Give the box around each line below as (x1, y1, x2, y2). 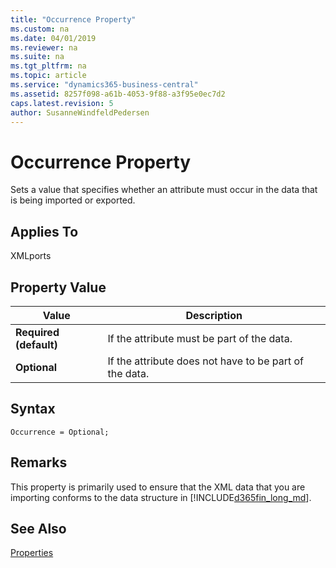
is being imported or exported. (10, 194, 136, 206)
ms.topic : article (10, 71, 87, 81)
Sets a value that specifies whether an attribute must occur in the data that (10, 184, 318, 196)
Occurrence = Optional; (10, 427, 110, 437)
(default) (15, 337, 58, 351)
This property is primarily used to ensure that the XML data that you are (10, 481, 306, 493)
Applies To (10, 223, 79, 240)
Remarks (10, 454, 68, 471)
